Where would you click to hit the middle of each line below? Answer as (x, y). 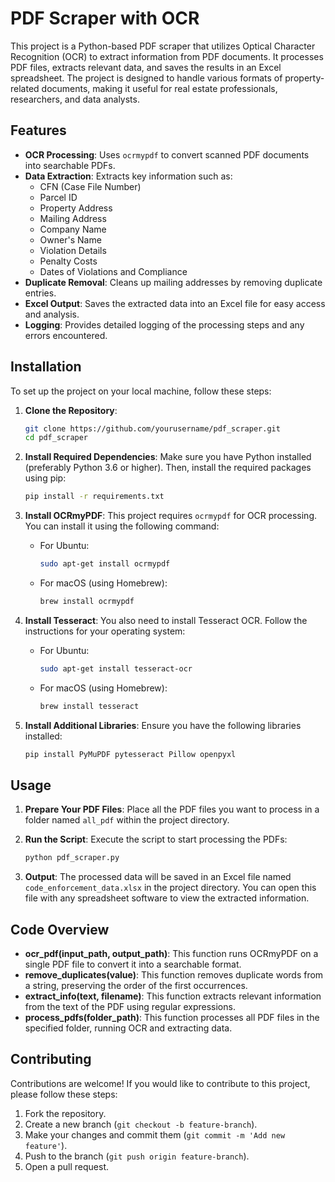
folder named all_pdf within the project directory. (127, 820)
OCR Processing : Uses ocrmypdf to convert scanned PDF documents (167, 154)
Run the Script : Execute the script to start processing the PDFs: (156, 839)
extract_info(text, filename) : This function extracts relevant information (173, 996)
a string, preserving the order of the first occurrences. (136, 986)
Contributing (51, 1059)
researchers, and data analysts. (75, 99)
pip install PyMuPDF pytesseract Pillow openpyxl (130, 754)
